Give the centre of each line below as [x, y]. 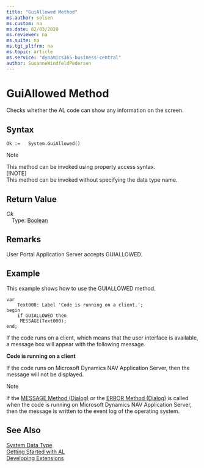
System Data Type [30, 445]
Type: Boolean [30, 220]
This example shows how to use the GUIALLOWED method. [81, 288]
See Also [24, 430]
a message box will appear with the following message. [76, 344]
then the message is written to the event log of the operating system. [93, 411]
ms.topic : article [30, 52]
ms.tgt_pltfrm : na [30, 46]
